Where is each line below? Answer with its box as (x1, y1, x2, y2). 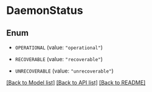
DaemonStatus (6, 4, 83, 18)
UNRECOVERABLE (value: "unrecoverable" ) (15, 67, 114, 74)
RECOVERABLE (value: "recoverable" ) (15, 56, 103, 62)
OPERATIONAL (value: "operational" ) (15, 44, 103, 51)
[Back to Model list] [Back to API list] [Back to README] (6, 79, 146, 86)
